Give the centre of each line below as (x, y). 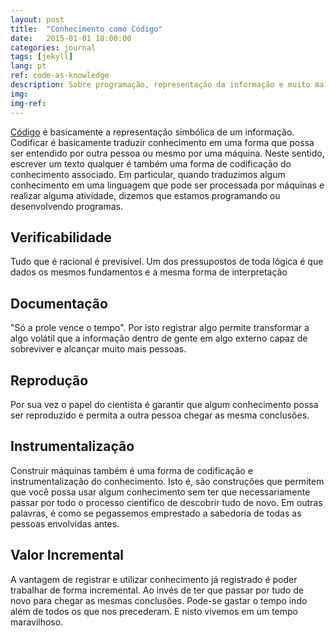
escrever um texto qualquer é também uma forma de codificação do (151, 163)
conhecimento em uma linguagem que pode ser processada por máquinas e (167, 185)
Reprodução (49, 380)
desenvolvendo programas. (67, 206)
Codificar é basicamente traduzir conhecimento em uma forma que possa (162, 142)
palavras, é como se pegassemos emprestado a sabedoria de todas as (156, 513)
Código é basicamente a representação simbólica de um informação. (152, 132)
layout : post (37, 19)
